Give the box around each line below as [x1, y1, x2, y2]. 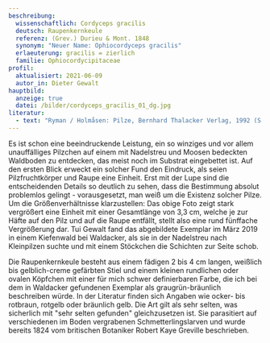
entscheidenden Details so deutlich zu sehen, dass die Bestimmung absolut [8, 181, 260, 191]
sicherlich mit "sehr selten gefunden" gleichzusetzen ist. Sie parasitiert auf [8, 308, 257, 318]
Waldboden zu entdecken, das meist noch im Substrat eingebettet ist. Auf [8, 155, 254, 165]
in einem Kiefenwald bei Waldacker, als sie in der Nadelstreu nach [8, 233, 227, 242]
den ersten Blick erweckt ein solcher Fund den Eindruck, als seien [8, 164, 227, 174]
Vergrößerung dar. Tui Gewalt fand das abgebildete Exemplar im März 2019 [8, 224, 258, 233]
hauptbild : [8, 86, 45, 95]
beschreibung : [8, 11, 56, 20]
